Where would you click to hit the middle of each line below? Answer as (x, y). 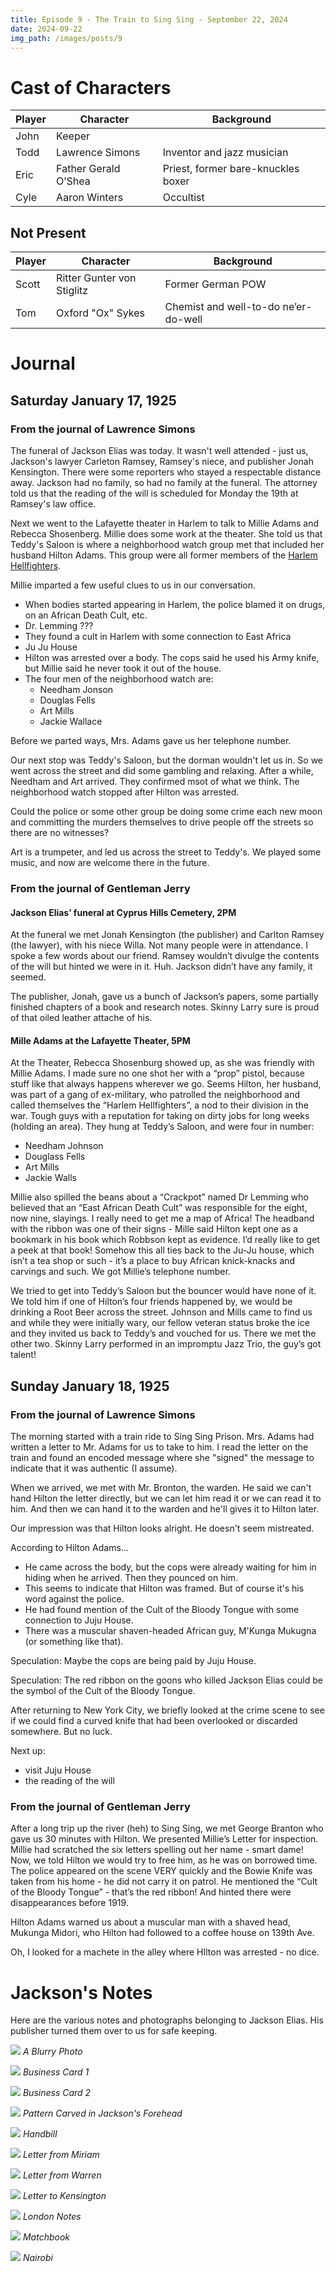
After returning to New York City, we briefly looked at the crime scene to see (167, 1710)
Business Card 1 (56, 2072)
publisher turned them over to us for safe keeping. (114, 2031)
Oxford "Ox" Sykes (100, 313)
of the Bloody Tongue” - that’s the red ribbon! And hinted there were (151, 1892)
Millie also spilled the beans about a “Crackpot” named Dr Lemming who (159, 1197)
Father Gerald (88, 169)
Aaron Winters (90, 198)
